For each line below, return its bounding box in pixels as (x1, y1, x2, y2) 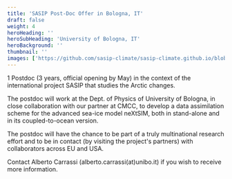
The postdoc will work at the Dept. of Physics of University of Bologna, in (7, 94, 215, 103)
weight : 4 (7, 23, 36, 30)
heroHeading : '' (7, 29, 54, 36)
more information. (7, 165, 58, 173)
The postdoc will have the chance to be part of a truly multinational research (7, 129, 224, 138)
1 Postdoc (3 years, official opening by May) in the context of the (7, 74, 191, 82)
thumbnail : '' (7, 49, 48, 56)
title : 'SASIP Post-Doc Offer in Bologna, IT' (7, 10, 144, 17)
